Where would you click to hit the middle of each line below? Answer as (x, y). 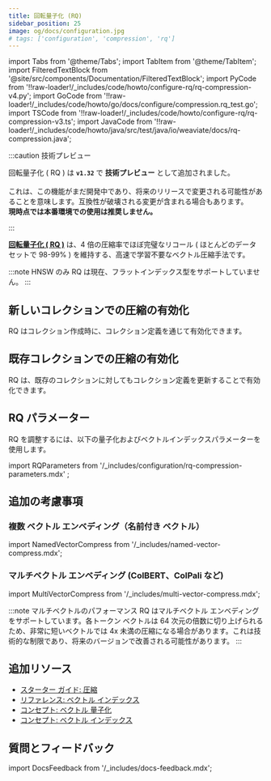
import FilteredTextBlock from (58, 70)
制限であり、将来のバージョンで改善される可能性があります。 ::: (136, 641)
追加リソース (40, 669)
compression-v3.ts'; (42, 121)
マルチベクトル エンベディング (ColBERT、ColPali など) (116, 575)
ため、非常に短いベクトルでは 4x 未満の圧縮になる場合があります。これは (131, 630)
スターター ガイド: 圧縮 (59, 690)
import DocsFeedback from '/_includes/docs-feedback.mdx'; (110, 768)
